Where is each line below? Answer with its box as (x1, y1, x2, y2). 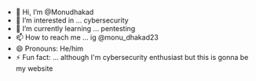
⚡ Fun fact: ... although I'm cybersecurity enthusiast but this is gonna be (15, 53, 249, 62)
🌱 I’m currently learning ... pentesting (15, 24, 136, 33)
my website (15, 64, 53, 73)
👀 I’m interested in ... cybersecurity (15, 16, 129, 25)
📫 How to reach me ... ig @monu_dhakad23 (15, 33, 159, 42)
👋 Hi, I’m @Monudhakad (15, 8, 94, 16)
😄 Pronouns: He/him (15, 44, 84, 53)
